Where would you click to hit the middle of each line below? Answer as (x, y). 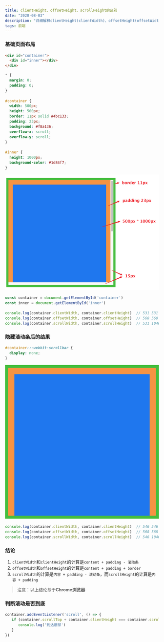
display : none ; (25, 353)
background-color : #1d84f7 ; (38, 163)
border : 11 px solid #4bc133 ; (39, 116)
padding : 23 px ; (25, 122)
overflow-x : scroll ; (30, 132)
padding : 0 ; (22, 85)
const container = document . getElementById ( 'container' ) (64, 298)
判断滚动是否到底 (25, 603)
